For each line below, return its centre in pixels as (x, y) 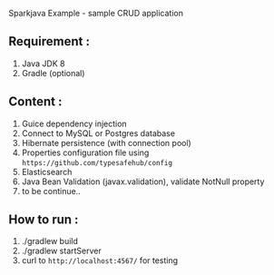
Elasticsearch (47, 172)
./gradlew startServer (61, 251)
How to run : (44, 220)
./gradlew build (50, 241)
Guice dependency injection (74, 123)
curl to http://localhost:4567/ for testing (100, 260)
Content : (35, 102)
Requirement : (49, 41)
